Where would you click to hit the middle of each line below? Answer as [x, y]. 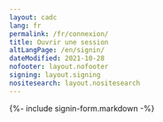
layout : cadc [33, 17]
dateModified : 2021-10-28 [57, 58]
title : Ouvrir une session [59, 42]
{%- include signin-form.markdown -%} [82, 108]
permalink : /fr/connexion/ [59, 34]
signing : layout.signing [55, 75]
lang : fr [25, 26]
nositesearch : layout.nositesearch [75, 83]
